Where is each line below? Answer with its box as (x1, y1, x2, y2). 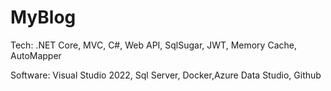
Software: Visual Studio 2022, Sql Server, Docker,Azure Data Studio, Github (10, 69, 322, 81)
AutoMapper (10, 49, 62, 61)
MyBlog (10, 6, 77, 29)
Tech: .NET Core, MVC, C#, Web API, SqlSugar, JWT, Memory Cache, (10, 39, 297, 51)
